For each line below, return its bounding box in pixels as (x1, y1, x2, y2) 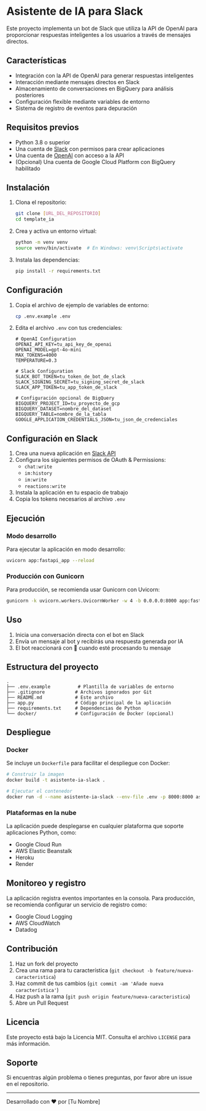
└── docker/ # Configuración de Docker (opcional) (6, 711, 174, 717)
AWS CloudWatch (15, 919, 60, 927)
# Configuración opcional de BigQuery (15, 395, 115, 402)
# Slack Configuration (15, 368, 74, 375)
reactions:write (24, 483, 66, 489)
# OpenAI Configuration (15, 336, 77, 342)
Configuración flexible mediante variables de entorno (15, 98, 150, 105)
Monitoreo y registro (6, 878, 86, 889)
